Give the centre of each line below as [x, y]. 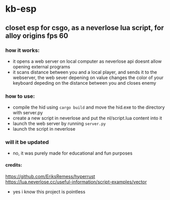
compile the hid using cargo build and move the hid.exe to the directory [89, 107]
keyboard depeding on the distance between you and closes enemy [84, 83]
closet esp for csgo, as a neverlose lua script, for [84, 28]
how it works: [23, 50]
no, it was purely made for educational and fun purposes [72, 153]
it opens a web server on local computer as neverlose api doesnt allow [87, 61]
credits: [14, 165]
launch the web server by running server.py [59, 123]
